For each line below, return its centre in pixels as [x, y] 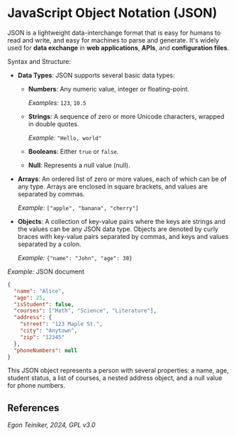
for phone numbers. [36, 386]
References [33, 408]
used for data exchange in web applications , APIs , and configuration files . [118, 47]
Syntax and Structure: [39, 61]
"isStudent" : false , [44, 304]
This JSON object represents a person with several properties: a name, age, [118, 371]
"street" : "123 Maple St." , [61, 324]
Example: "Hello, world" [65, 138]
